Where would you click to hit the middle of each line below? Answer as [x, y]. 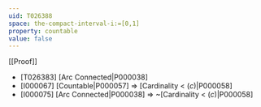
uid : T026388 [30, 16]
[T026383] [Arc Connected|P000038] [84, 77]
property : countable [43, 31]
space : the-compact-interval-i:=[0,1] [74, 24]
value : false [30, 39]
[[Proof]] [23, 62]
